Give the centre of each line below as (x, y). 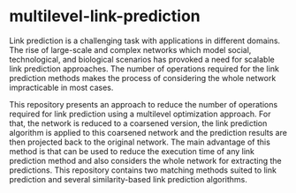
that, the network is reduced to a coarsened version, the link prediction (138, 123)
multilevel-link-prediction (105, 16)
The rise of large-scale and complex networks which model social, (130, 49)
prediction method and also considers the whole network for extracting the (146, 160)
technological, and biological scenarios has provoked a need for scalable (142, 59)
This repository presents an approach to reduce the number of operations (144, 104)
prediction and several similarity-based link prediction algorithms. (128, 179)
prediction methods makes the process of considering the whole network (143, 78)
